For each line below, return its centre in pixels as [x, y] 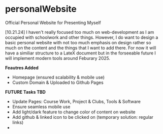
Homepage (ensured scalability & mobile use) [58, 77]
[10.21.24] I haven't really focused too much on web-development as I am [80, 32]
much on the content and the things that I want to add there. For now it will [81, 48]
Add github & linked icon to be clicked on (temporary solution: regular [83, 117]
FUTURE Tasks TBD [25, 92]
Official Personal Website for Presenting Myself [53, 23]
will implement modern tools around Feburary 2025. [58, 58]
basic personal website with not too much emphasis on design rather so [78, 42]
